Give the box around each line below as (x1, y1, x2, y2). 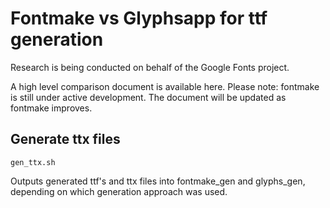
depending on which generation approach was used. (10, 185, 228, 197)
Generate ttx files (10, 131, 121, 148)
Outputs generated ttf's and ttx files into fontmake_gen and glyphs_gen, (10, 175, 306, 187)
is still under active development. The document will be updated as (10, 91, 287, 103)
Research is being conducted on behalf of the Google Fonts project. (10, 61, 290, 73)
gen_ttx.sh (10, 157, 56, 167)
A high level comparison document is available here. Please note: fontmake (10, 80, 320, 92)
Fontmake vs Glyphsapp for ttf (10, 7, 268, 30)
